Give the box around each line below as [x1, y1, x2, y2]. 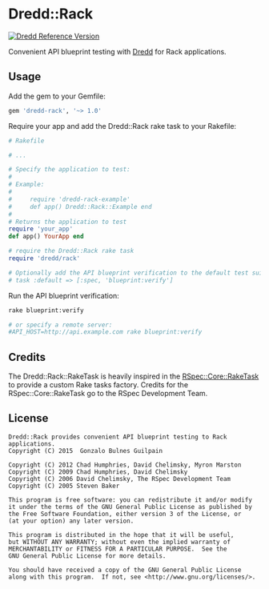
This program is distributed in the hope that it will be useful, [8, 531, 235, 539]
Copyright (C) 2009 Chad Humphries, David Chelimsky [8, 467, 188, 476]
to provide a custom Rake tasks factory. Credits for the [8, 380, 189, 390]
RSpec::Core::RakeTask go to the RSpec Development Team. [8, 389, 208, 399]
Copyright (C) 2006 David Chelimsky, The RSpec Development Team [8, 475, 231, 483]
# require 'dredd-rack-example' [8, 195, 130, 203]
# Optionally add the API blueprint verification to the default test [8, 269, 249, 277]
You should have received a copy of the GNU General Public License [8, 566, 242, 574]
